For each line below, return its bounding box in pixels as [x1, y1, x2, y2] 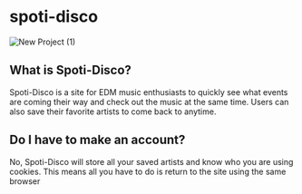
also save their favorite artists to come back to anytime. [9, 106, 217, 117]
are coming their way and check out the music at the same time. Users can [9, 96, 289, 107]
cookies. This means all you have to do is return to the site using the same [9, 166, 287, 177]
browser [9, 175, 41, 187]
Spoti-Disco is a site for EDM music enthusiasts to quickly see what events [9, 86, 288, 97]
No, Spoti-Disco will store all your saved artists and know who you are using [9, 156, 294, 167]
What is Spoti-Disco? [9, 63, 132, 78]
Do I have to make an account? [9, 132, 186, 148]
